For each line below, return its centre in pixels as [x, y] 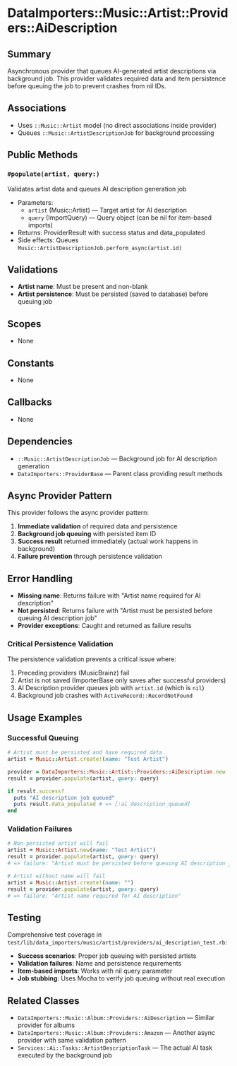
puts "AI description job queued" [64, 798]
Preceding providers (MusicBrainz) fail [73, 673]
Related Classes [43, 1001]
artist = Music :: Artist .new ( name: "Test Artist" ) [82, 850]
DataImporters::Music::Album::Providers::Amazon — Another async [116, 1033]
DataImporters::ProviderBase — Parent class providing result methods [120, 473]
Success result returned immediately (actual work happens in [108, 541]
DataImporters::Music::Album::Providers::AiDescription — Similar [116, 1018]
